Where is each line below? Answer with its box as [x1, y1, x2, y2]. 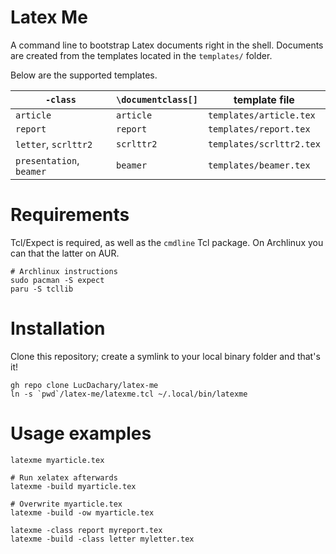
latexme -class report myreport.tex [10, 525, 163, 535]
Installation [10, 317, 106, 340]
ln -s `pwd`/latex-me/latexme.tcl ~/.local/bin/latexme [10, 389, 248, 399]
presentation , [15, 153, 80, 167]
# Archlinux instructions [10, 266, 118, 276]
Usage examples [10, 422, 152, 445]
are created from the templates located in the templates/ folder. [10, 49, 273, 61]
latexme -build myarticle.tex [10, 481, 137, 491]
